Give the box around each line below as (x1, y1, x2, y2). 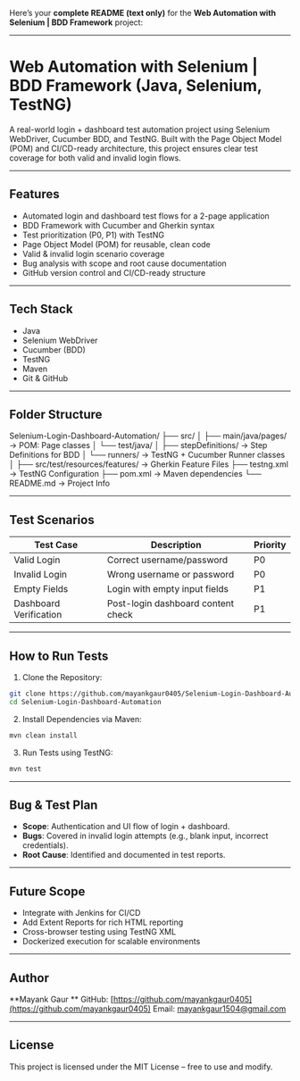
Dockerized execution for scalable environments (21, 936, 201, 947)
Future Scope (9, 884, 86, 899)
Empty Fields (13, 583, 69, 595)
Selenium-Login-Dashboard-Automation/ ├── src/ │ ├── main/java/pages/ (9, 430, 287, 441)
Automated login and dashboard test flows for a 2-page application (21, 210, 270, 221)
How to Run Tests (9, 648, 109, 663)
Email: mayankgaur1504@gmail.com (153, 1003, 287, 1014)
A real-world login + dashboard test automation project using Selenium (9, 124, 271, 135)
